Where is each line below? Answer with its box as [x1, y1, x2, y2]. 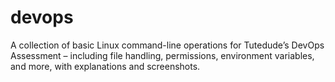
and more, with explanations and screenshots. [10, 60, 201, 72]
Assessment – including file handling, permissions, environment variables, [10, 49, 315, 61]
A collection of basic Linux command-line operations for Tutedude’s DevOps [10, 39, 325, 51]
